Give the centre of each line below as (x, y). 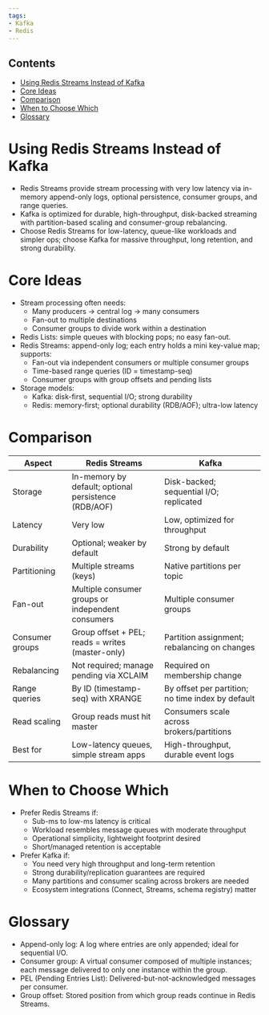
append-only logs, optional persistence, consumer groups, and (153, 197)
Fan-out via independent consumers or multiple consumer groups (141, 363)
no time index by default (209, 698)
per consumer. (44, 986)
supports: (36, 354)
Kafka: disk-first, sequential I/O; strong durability (112, 397)
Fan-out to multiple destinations (84, 320)
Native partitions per (203, 566)
